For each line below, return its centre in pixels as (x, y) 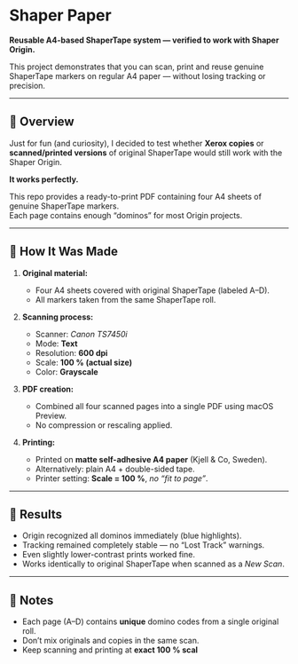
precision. (27, 85)
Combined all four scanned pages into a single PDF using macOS (154, 406)
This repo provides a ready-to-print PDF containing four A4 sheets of (135, 196)
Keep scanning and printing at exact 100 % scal (110, 650)
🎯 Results (35, 514)
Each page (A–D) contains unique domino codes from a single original (150, 621)
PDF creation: (47, 389)
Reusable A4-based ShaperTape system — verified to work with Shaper (144, 40)
